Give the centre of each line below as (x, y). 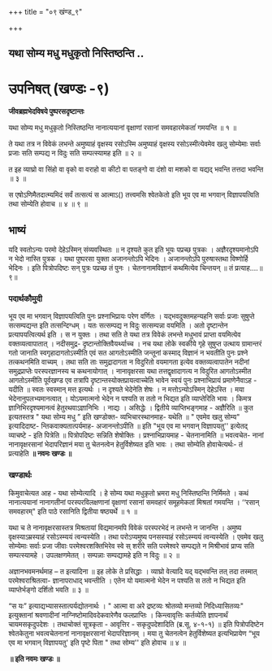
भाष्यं (17, 230)
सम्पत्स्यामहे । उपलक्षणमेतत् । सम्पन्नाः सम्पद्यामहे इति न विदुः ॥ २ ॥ (94, 555)
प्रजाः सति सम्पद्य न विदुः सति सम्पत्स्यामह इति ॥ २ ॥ (75, 153)
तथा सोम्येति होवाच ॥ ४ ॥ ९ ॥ (48, 204)
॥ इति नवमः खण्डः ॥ (35, 659)
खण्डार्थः (20, 475)
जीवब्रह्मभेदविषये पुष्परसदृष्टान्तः (46, 111)
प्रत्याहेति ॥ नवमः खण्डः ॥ (40, 454)
